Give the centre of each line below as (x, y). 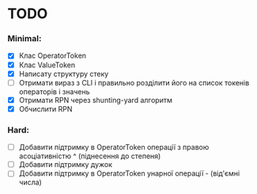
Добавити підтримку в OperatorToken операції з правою (114, 147)
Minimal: (25, 39)
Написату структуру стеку (64, 74)
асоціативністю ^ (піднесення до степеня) (90, 156)
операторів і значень (54, 91)
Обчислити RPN (45, 108)
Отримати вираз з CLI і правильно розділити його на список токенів (134, 82)
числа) (30, 182)
